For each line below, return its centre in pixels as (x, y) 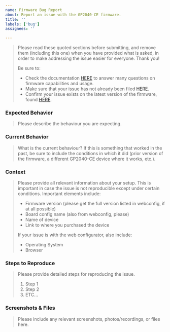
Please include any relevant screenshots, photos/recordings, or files (89, 319)
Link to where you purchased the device (67, 225)
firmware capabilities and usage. (59, 84)
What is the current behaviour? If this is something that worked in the (90, 148)
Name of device (42, 220)
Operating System (44, 245)
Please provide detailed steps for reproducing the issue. (76, 274)
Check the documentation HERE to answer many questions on (90, 78)
